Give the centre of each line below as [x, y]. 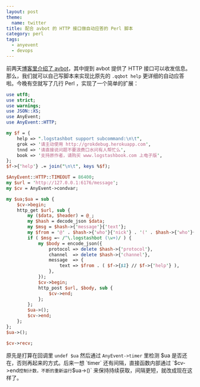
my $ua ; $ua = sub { [30, 199]
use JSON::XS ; [24, 111]
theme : [14, 17]
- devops [22, 51]
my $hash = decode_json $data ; [66, 222]
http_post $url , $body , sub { [75, 288]
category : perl [25, 34]
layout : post [22, 12]
